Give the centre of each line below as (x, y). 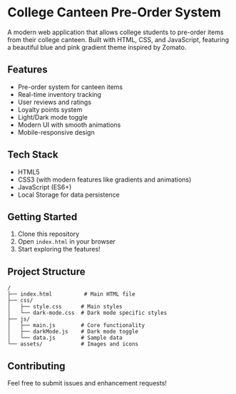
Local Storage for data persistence (68, 195)
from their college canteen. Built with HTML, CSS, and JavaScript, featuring (118, 39)
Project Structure (46, 271)
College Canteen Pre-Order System (114, 12)
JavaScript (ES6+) (45, 187)
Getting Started (42, 217)
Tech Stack (33, 155)
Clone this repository (48, 234)
